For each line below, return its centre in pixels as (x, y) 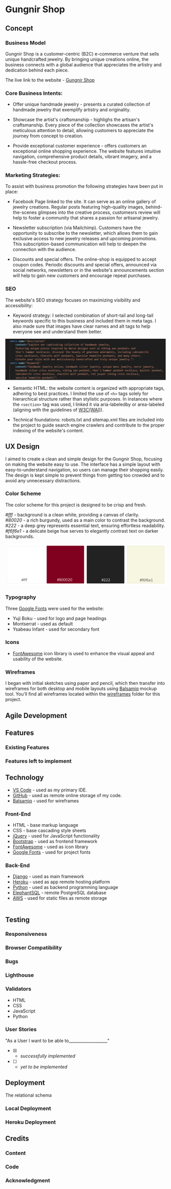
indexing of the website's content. (48, 430)
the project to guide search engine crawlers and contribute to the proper (89, 425)
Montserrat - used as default (43, 624)
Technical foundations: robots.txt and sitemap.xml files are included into (88, 419)
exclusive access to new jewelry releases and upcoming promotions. (85, 239)
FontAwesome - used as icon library (50, 847)
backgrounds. (20, 536)
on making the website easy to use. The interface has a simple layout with (83, 464)
